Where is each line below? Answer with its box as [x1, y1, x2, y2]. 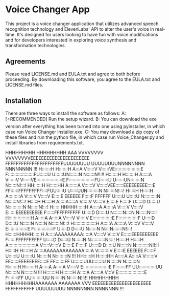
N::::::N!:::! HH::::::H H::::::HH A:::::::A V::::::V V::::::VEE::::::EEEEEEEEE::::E [5, 182, 156, 188]
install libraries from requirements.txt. [5, 139, 84, 145]
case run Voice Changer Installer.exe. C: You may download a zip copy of [5, 129, 160, 135]
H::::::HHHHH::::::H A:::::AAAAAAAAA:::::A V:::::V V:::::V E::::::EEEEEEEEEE [5, 231, 159, 237]
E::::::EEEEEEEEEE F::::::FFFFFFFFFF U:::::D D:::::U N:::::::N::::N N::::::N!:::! [5, 209, 157, 216]
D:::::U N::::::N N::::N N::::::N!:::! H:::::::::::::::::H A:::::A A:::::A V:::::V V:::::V [5, 220, 154, 226]
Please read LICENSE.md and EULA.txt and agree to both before [5, 71, 140, 77]
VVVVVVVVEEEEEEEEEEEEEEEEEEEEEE [5, 155, 90, 161]
